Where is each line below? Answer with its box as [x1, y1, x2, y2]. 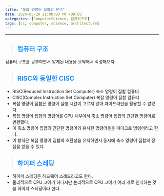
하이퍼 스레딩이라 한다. [17, 185, 61, 191]
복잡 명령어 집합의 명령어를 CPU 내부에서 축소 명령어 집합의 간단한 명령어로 [12, 113, 156, 119]
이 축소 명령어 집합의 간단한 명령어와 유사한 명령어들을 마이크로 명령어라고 [12, 125, 153, 131]
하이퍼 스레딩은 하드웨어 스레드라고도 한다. [12, 173, 94, 179]
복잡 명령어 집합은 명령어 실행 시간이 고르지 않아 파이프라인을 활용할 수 [12, 100, 146, 106]
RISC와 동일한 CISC [17, 74, 75, 83]
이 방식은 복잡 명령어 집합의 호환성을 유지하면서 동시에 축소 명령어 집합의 [12, 137, 150, 143]
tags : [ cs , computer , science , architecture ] [5, 21, 99, 26]
